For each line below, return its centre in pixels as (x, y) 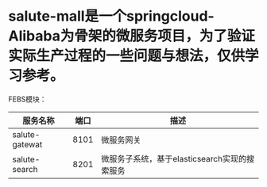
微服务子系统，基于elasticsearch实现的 (174, 158)
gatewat (27, 144)
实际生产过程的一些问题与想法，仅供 (127, 56)
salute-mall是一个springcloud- (111, 16)
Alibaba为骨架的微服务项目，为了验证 (132, 36)
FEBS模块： (27, 99)
